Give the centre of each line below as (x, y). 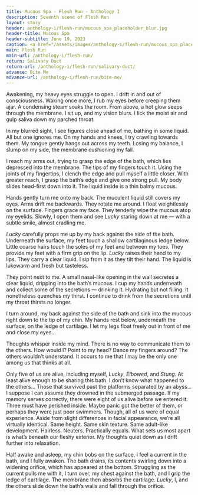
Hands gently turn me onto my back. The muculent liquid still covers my (93, 198)
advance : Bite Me (27, 72)
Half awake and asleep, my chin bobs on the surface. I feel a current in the (97, 455)
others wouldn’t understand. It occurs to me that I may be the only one (92, 356)
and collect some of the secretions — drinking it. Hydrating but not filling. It (97, 289)
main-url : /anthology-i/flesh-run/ (50, 56)
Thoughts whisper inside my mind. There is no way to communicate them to (98, 344)
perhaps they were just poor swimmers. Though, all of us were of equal (93, 412)
